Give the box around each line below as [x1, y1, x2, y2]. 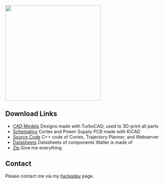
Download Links [5, 109, 58, 118]
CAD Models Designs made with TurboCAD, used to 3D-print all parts [12, 123, 159, 129]
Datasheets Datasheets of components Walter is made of [12, 139, 133, 145]
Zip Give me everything [12, 144, 62, 150]
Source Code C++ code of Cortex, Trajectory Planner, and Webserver [12, 134, 159, 140]
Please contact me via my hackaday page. [5, 173, 94, 179]
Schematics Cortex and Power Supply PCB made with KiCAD [12, 128, 141, 134]
